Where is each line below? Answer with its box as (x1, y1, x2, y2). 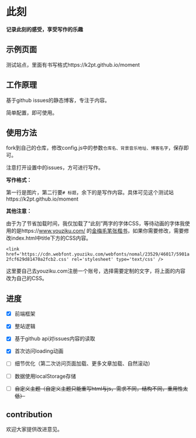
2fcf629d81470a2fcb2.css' (6, 257, 69, 263)
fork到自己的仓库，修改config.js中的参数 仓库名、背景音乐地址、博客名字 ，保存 (6, 144, 184, 151)
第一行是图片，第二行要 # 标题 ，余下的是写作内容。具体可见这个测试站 (6, 189, 174, 196)
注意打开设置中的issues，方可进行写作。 (6, 164, 104, 171)
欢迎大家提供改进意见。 (6, 426, 63, 433)
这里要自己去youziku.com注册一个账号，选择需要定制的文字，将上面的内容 (6, 267, 186, 275)
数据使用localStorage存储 (14, 373, 76, 380)
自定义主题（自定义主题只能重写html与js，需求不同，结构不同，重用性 (14, 385, 183, 392)
